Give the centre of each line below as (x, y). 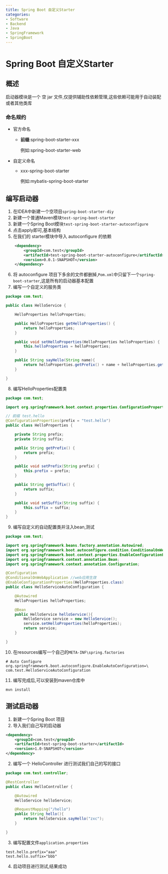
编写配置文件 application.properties (51, 843)
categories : (18, 14)
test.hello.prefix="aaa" (31, 852)
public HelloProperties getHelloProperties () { (65, 323)
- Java (12, 28)
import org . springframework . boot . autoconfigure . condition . (68, 550)
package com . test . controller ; (37, 773)
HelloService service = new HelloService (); (71, 619)
